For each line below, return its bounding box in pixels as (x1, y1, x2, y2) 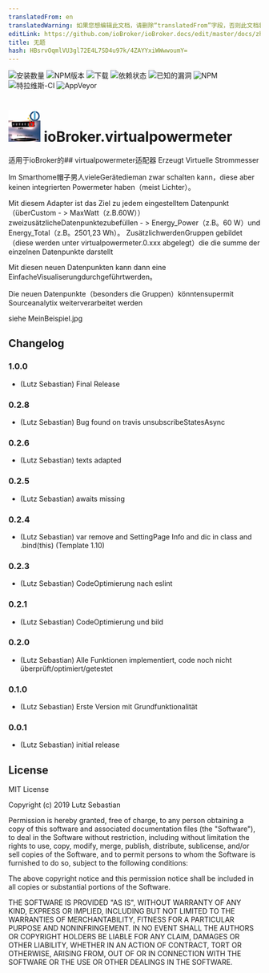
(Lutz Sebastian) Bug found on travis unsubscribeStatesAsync (19, 418, 226, 427)
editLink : (8, 30, 42, 38)
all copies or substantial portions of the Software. (8, 882, 171, 892)
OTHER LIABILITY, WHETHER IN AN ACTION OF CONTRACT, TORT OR (8, 940, 242, 950)
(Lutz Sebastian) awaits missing (19, 494, 126, 503)
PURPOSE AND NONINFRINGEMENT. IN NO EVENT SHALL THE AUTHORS (8, 923, 255, 933)
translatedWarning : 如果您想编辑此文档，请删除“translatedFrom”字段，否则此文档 (8, 21, 259, 30)
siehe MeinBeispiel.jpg (8, 313, 82, 324)
